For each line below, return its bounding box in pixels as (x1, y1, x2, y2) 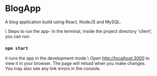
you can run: (5, 33, 31, 39)
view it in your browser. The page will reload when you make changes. (5, 61, 146, 66)
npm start (5, 46, 28, 51)
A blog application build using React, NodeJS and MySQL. (5, 19, 122, 25)
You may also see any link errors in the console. (5, 66, 101, 72)
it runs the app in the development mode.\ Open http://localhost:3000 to (5, 55, 150, 61)
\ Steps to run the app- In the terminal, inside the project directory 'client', (5, 28, 152, 34)
